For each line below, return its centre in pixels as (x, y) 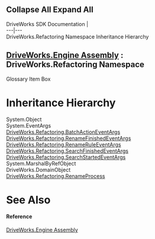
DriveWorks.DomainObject (38, 170)
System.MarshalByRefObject (41, 163)
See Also (28, 200)
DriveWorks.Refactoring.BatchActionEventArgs (63, 132)
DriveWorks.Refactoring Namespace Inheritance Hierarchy (77, 36)
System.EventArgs (29, 125)
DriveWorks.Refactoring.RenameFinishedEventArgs (69, 138)
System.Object (24, 119)
